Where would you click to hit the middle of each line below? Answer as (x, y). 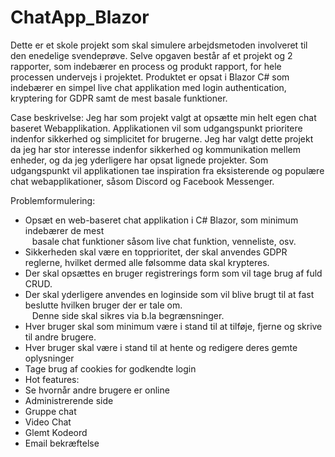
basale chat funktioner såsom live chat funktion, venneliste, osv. (164, 241)
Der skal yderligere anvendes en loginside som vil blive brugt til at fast (169, 294)
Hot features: (52, 379)
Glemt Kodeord (56, 432)
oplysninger (49, 358)
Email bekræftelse (62, 443)
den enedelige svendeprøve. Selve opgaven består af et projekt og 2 (151, 55)
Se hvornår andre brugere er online (97, 390)
